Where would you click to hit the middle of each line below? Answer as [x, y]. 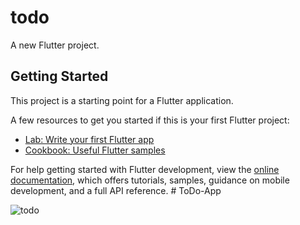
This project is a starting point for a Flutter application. [122, 100]
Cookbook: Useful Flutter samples [95, 150]
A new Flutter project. [55, 45]
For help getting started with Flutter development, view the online [145, 169]
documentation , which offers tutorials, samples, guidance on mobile [150, 180]
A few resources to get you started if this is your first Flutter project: [150, 120]
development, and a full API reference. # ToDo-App [116, 190]
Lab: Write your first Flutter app [89, 139]
